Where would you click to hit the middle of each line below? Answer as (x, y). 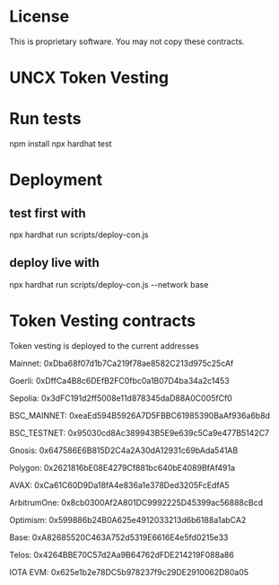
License (39, 17)
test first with (48, 213)
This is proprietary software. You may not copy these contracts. (127, 41)
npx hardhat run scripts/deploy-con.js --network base (109, 284)
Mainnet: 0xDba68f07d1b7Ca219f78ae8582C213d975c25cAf (122, 363)
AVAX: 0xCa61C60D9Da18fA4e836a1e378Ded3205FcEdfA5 (120, 485)
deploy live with (55, 263)
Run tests (45, 119)
